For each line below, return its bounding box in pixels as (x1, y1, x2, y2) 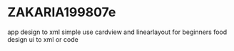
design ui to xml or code (7, 35, 78, 43)
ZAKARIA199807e (7, 4, 116, 21)
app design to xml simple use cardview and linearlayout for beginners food (7, 28, 228, 36)
